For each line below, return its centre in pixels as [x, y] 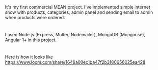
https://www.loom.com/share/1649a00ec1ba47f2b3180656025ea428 [75, 62]
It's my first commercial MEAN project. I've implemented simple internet [78, 7]
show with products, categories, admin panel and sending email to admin [79, 12]
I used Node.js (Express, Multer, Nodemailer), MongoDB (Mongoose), [75, 35]
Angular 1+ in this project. [31, 40]
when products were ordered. [35, 17]
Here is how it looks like [29, 57]
